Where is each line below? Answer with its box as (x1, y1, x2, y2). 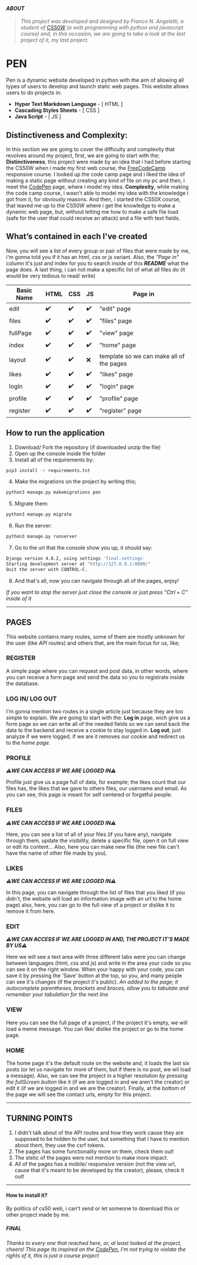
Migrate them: (14, 500, 49, 507)
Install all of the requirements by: (14, 456, 94, 463)
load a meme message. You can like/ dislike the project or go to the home (6, 1025, 184, 1032)
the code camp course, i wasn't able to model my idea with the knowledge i (6, 189, 189, 197)
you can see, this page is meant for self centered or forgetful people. (6, 791, 172, 798)
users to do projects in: (6, 89, 62, 97)
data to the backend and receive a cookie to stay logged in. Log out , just (6, 727, 181, 734)
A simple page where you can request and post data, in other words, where (6, 667, 188, 674)
